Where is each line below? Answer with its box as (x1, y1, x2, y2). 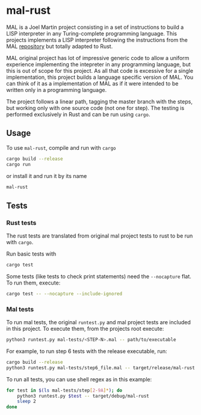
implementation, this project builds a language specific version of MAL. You (6, 73, 194, 81)
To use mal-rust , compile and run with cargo (6, 144, 116, 151)
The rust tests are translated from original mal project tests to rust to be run (6, 232, 193, 239)
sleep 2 (17, 398, 36, 405)
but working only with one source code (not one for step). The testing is (6, 104, 185, 111)
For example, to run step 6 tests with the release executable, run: (6, 347, 167, 355)
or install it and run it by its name (6, 172, 87, 179)
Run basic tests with (6, 250, 57, 257)
